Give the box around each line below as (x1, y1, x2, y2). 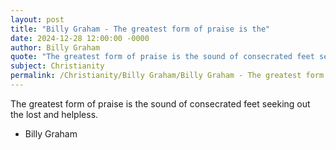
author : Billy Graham (10, 42, 101, 53)
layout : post (10, 14, 65, 25)
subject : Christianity (10, 61, 105, 71)
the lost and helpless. (10, 108, 99, 120)
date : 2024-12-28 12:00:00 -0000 (10, 33, 150, 43)
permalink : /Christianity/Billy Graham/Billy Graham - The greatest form (10, 71, 325, 81)
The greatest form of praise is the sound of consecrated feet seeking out (10, 97, 311, 110)
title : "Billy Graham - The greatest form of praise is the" (10, 24, 271, 34)
